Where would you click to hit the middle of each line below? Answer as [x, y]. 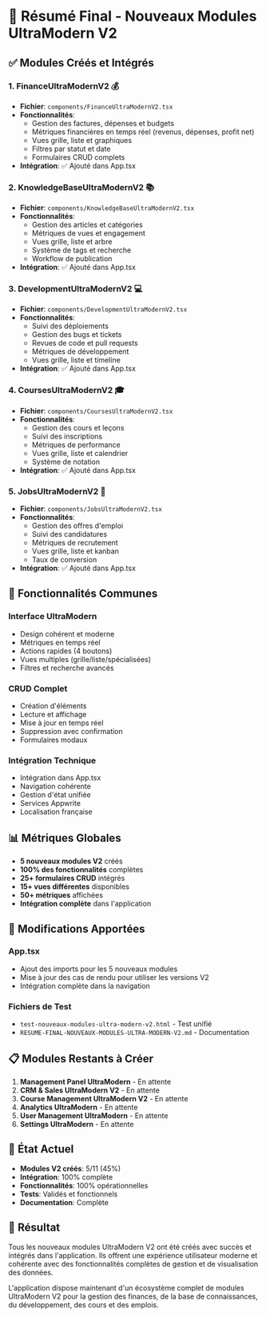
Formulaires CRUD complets [78, 157]
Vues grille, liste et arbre [72, 242]
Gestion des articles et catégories [87, 225]
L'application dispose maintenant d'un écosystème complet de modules [127, 1287]
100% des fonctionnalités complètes [81, 870]
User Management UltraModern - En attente [94, 1115]
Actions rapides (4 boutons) [66, 651]
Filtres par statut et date [71, 149]
